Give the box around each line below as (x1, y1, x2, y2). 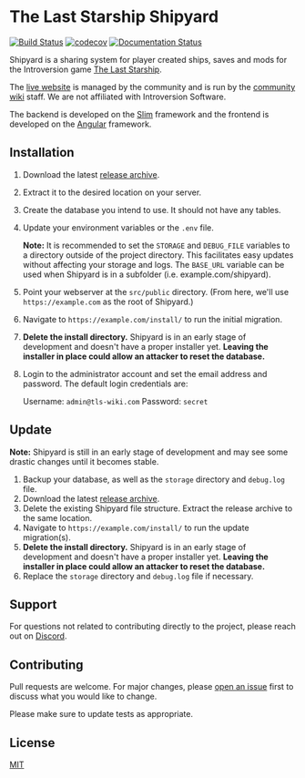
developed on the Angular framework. (9, 118, 152, 129)
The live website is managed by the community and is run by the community (9, 81, 296, 92)
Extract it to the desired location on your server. (22, 187, 202, 198)
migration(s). (22, 531, 71, 543)
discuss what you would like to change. (9, 691, 158, 702)
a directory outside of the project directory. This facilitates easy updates (22, 249, 294, 261)
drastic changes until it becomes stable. (9, 456, 159, 466)
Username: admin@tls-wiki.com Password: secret (22, 395, 208, 406)
